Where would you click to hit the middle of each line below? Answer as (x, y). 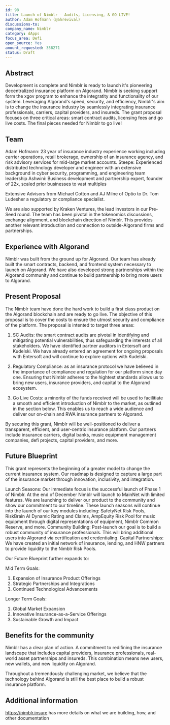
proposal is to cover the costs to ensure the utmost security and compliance (85, 320)
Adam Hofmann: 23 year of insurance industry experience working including (85, 152)
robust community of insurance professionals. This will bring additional (79, 532)
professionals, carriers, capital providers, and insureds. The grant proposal (83, 112)
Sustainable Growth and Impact (45, 619)
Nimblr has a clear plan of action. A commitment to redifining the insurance (84, 648)
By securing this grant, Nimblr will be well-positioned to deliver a (73, 424)
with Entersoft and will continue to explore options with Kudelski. (80, 356)
